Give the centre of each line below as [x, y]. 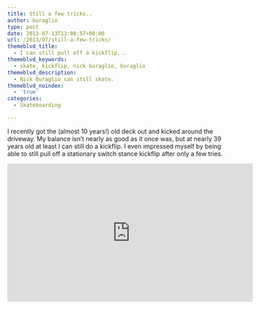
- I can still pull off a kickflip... [70, 53]
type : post [23, 27]
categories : [25, 99]
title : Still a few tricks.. [50, 14]
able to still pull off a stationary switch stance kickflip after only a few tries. [115, 153]
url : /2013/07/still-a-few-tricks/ [59, 40]
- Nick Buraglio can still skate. [64, 79]
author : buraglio [33, 20]
